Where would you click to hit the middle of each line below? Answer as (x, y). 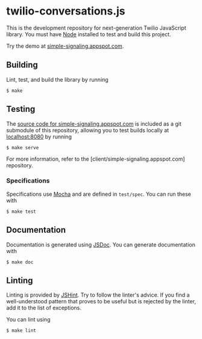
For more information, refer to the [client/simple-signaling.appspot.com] (96, 159)
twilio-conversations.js (66, 11)
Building (22, 65)
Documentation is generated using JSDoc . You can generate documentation (101, 244)
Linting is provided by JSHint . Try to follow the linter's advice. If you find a (98, 295)
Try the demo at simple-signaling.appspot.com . (65, 46)
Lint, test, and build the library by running (57, 79)
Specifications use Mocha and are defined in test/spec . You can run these (99, 194)
